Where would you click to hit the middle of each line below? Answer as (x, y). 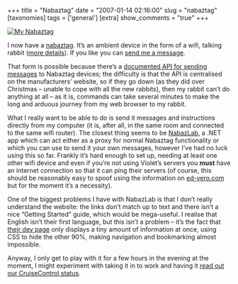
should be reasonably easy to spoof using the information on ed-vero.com (116, 178)
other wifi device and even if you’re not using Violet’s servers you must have (119, 163)
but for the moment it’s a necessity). (60, 186)
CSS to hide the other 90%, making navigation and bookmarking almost (112, 237)
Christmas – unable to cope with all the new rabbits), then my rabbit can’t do (119, 89)
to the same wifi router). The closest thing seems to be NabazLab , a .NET (114, 133)
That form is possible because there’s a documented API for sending (107, 66)
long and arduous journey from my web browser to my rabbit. (97, 104)
